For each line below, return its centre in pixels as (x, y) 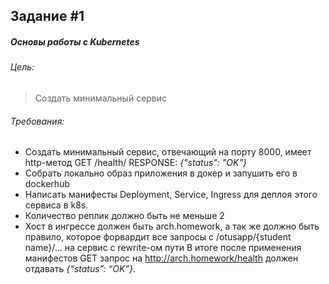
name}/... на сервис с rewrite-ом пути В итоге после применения (163, 248)
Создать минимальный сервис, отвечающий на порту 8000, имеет (168, 152)
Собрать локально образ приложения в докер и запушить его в (161, 173)
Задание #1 (47, 16)
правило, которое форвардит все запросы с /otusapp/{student (158, 237)
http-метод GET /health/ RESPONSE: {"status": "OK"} (135, 163)
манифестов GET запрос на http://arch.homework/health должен (161, 258)
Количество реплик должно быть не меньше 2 (124, 216)
